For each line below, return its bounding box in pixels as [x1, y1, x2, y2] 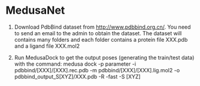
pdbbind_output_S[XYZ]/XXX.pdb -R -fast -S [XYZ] [14, 73, 141, 80]
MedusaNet [5, 4, 65, 17]
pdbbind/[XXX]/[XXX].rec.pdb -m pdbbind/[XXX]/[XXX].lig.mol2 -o [14, 66, 180, 73]
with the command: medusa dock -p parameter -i [14, 60, 136, 67]
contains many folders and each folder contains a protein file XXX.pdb [14, 36, 188, 43]
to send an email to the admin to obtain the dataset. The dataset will [14, 29, 182, 36]
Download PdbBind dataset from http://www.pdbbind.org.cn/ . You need [14, 23, 191, 30]
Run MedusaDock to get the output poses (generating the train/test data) [14, 54, 195, 61]
